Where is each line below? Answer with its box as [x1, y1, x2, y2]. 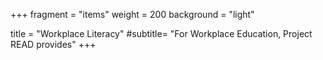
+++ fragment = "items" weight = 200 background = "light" [10, 9, 255, 20]
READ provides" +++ [10, 39, 97, 50]
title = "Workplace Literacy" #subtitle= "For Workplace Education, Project [10, 28, 313, 39]
